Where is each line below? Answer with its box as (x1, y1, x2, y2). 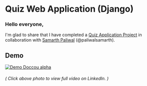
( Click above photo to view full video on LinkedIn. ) (5, 75, 109, 81)
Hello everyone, (5, 21, 44, 28)
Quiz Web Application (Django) (5, 3, 134, 15)
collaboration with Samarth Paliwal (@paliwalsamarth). (5, 37, 115, 43)
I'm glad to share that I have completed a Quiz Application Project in (5, 32, 142, 38)
